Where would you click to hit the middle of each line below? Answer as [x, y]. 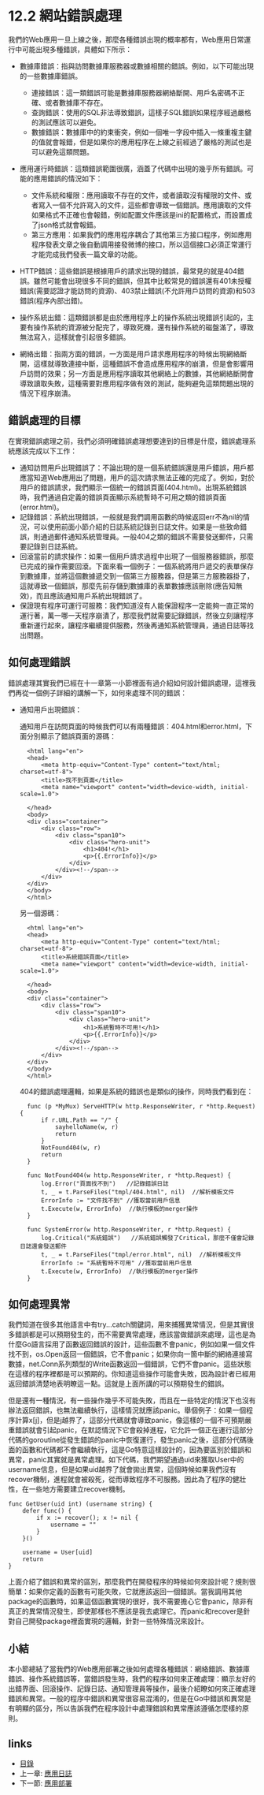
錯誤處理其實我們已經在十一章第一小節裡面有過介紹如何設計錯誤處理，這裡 [128, 683]
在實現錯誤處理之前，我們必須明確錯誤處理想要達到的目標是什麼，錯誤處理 [128, 441]
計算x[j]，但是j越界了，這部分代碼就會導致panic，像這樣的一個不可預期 [130, 1421]
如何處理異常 [39, 1304]
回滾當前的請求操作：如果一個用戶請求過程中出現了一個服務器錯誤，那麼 [136, 556]
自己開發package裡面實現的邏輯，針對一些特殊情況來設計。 [111, 1622]
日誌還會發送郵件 [43, 1246]
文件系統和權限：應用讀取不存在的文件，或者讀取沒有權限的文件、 [138, 195]
